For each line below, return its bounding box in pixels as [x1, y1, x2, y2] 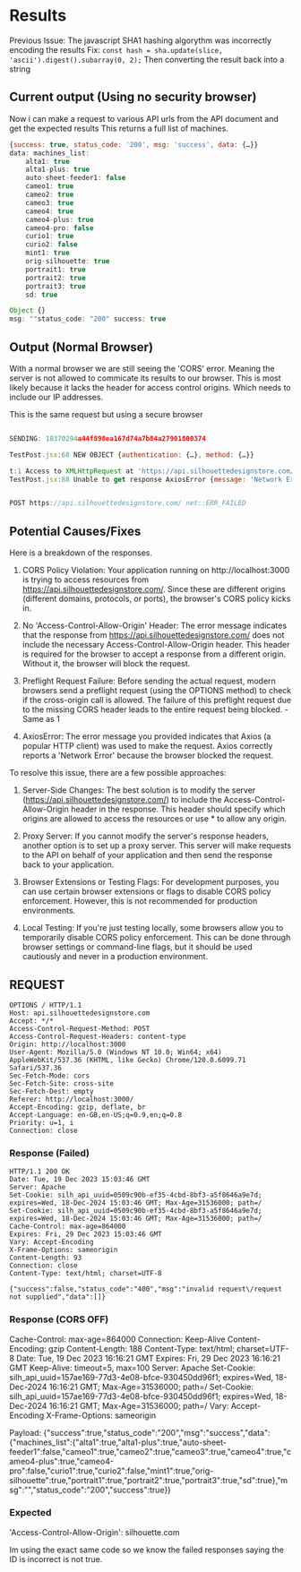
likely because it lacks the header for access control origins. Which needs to [9, 382, 291, 392]
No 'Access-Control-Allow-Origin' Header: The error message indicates [21, 620, 288, 631]
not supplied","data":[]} [9, 1293, 106, 1301]
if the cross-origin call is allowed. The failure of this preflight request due [21, 695, 292, 706]
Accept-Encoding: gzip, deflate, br [9, 1103, 146, 1112]
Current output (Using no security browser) [9, 90, 257, 105]
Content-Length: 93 [9, 1253, 82, 1263]
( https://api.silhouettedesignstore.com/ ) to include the [21, 795, 222, 805]
